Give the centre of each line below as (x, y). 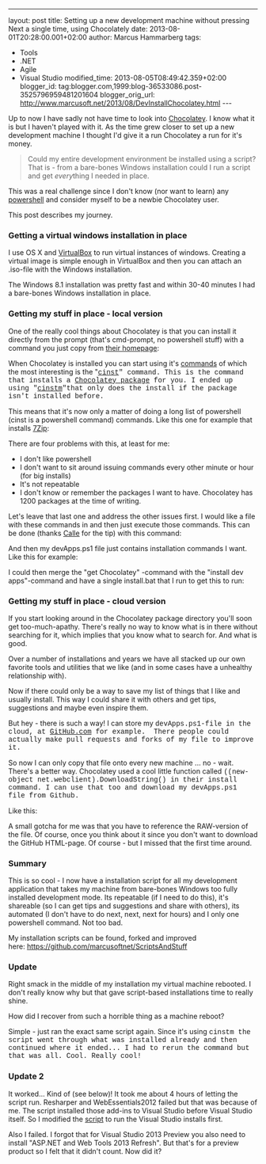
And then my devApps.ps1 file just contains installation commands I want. (128, 548)
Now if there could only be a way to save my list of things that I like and (124, 690)
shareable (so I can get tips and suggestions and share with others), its (124, 906)
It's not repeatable (49, 484)
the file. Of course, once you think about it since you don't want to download (133, 834)
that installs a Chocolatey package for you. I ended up (121, 380)
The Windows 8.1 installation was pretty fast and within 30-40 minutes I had (132, 285)
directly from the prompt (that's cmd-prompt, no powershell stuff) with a (126, 339)
